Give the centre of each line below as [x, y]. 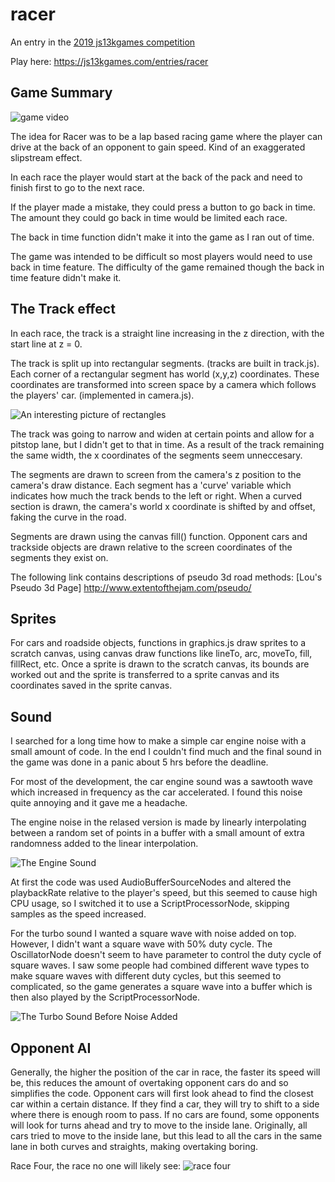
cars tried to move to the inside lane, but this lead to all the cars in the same [166, 1136]
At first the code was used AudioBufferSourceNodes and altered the [151, 882]
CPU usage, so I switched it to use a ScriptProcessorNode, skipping [150, 904]
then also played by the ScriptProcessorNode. [105, 997]
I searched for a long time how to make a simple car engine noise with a [158, 741]
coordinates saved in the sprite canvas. [91, 685]
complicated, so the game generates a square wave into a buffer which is [161, 987]
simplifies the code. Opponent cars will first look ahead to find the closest [162, 1093]
